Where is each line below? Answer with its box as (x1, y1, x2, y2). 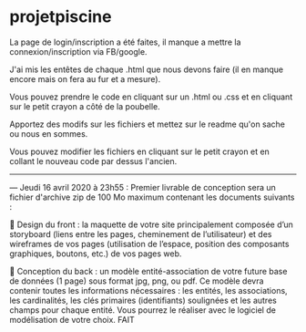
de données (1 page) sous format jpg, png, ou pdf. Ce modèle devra (9, 275, 264, 286)
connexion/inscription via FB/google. (9, 46, 148, 57)
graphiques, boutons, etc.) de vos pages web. (9, 248, 182, 259)
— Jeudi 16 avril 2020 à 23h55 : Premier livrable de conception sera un (9, 182, 276, 192)
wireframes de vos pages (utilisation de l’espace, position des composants (9, 238, 290, 249)
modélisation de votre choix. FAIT (9, 314, 135, 325)
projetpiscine (9, 6, 112, 27)
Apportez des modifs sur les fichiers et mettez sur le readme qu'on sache (9, 119, 285, 130)
